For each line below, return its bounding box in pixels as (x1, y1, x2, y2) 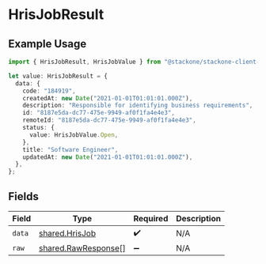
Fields (8, 190, 40, 203)
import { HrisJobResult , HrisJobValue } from (8, 58, 161, 66)
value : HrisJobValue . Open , (28, 130, 119, 139)
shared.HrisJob (38, 228, 97, 239)
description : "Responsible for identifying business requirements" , (22, 101, 253, 110)
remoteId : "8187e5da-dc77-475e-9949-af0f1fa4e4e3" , (22, 116, 196, 124)
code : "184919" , (22, 87, 77, 95)
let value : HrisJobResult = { (8, 72, 108, 80)
